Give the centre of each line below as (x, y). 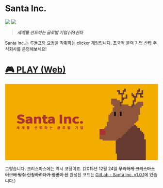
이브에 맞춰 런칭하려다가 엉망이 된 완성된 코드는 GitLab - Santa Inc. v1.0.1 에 (77, 175)
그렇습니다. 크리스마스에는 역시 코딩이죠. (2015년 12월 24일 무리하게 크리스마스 (80, 169)
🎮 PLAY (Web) (36, 70)
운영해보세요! (34, 49)
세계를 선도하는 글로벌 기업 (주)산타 (50, 33)
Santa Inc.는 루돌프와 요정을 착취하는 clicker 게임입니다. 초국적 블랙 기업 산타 (78, 43)
